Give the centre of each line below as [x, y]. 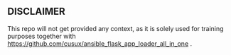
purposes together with [42, 36]
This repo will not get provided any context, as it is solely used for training [116, 28]
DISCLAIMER [36, 12]
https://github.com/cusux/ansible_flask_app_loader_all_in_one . [100, 43]
